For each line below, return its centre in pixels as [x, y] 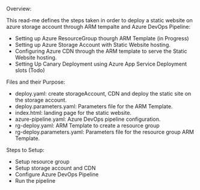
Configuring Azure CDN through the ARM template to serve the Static [101, 51]
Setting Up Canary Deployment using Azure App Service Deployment [101, 64]
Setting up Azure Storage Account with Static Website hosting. [92, 45]
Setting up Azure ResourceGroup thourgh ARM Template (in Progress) [102, 38]
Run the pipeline [35, 181]
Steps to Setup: [25, 150]
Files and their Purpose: [36, 82]
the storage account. [41, 100]
